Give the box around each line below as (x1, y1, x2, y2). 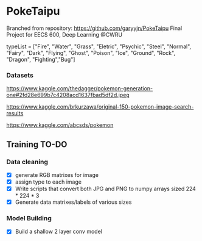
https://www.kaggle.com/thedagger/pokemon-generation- (6, 85, 153, 92)
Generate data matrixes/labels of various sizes (15, 198, 132, 206)
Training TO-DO (6, 139, 68, 149)
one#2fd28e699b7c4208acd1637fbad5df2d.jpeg (6, 92, 130, 99)
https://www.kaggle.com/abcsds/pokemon (6, 121, 114, 129)
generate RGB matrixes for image (15, 171, 99, 178)
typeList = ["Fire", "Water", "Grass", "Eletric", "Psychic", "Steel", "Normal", (6, 43, 192, 50)
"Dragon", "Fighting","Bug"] (6, 56, 75, 63)
